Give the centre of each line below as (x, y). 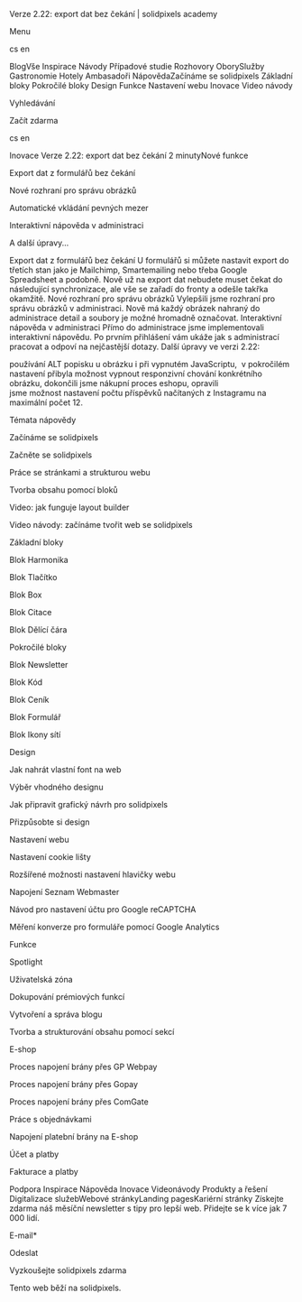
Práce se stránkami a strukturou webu (80, 472)
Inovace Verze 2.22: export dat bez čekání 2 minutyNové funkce (129, 155)
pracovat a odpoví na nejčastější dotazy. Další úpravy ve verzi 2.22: (135, 346)
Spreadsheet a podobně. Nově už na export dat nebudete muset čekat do (146, 279)
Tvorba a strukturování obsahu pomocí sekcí (92, 1032)
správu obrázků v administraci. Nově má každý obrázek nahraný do (135, 308)
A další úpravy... (39, 243)
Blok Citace (31, 612)
